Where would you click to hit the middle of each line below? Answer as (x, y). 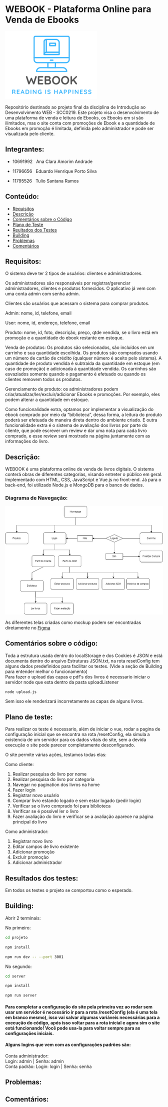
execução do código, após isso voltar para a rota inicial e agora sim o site (82, 1022)
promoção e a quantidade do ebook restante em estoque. (64, 338)
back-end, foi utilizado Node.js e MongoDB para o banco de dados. (74, 485)
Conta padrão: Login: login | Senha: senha (48, 1066)
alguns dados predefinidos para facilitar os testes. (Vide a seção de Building (84, 666)
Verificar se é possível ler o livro (45, 811)
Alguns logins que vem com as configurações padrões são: (68, 1045)
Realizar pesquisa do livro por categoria (53, 779)
